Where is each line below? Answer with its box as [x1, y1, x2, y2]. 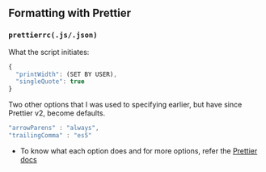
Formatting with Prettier [8, 6, 132, 20]
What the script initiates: [8, 47, 90, 57]
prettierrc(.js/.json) [8, 31, 98, 40]
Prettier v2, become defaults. [8, 108, 106, 118]
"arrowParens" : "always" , [8, 124, 99, 132]
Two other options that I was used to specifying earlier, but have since [8, 100, 243, 110]
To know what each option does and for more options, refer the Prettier [19, 145, 258, 156]
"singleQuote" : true [15, 78, 85, 86]
